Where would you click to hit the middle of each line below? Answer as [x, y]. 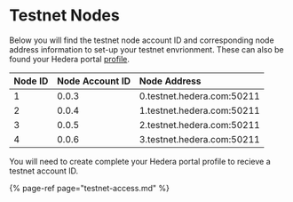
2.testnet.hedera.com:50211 [199, 125]
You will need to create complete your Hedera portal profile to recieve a [140, 161]
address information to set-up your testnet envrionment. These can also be [146, 49]
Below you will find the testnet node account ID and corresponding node [142, 40]
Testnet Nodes [64, 16]
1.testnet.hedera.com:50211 [199, 110]
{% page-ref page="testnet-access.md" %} [90, 188]
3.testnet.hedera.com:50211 [199, 139]
